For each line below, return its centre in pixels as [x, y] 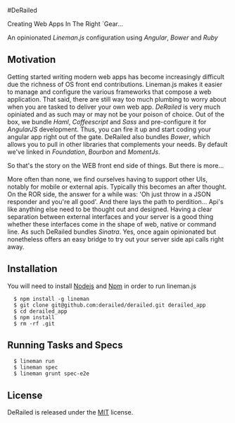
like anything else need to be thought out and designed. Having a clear [110, 209]
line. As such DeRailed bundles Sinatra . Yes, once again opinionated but [112, 232]
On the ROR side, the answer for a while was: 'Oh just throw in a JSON [109, 194]
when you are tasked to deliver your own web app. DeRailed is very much [114, 107]
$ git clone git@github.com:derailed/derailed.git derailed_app [110, 305]
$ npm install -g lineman [52, 299]
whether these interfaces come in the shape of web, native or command [112, 224]
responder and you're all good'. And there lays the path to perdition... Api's [115, 201]
